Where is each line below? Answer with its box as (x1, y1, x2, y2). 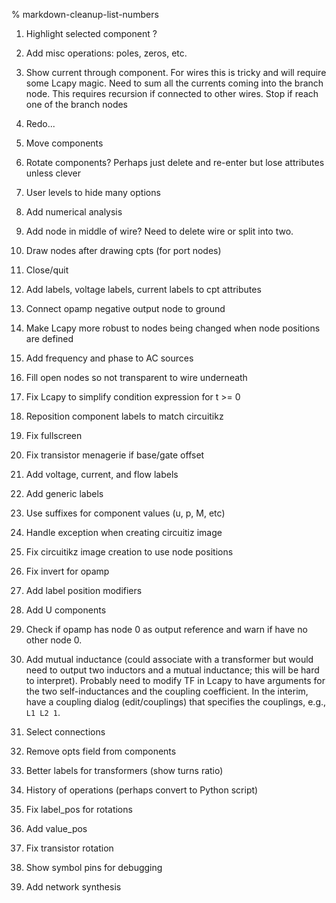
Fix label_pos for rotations (25, 804, 133, 815)
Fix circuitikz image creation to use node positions (25, 546, 234, 558)
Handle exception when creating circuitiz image (25, 527, 223, 538)
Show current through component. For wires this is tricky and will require (25, 67, 327, 78)
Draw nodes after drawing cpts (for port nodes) (25, 245, 222, 256)
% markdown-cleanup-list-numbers (11, 9, 159, 20)
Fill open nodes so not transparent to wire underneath (25, 372, 248, 383)
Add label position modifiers (25, 585, 143, 596)
